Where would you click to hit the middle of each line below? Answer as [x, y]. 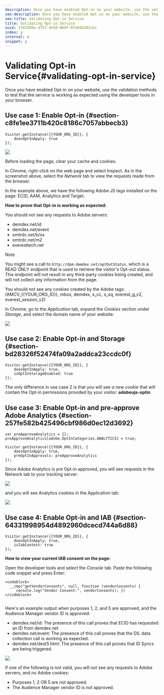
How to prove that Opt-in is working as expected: [56, 205]
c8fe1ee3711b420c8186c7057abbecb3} [67, 123]
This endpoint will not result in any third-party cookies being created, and [79, 274]
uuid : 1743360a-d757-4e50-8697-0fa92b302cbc [51, 28]
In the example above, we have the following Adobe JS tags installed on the [81, 190]
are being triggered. [32, 649]
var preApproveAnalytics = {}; [37, 434]
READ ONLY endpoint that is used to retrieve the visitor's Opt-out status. [78, 269]
